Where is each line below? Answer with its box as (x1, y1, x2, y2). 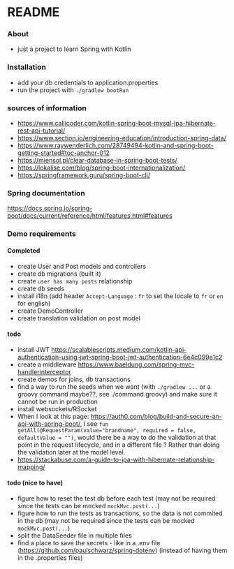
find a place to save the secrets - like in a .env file (17, 538, 161, 547)
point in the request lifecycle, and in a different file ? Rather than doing (17, 441, 220, 449)
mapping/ (17, 462, 45, 471)
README (7, 4, 60, 20)
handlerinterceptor (17, 367, 71, 376)
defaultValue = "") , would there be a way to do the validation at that (17, 433, 217, 441)
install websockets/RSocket (17, 404, 97, 413)
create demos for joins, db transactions (17, 375, 131, 383)
